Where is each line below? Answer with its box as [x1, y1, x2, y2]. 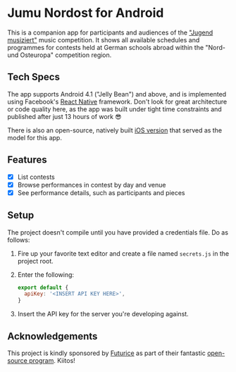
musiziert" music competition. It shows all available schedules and [7, 35, 200, 44]
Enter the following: [17, 270, 75, 279]
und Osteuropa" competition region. [7, 51, 112, 59]
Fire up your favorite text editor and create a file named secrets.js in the [17, 249, 230, 258]
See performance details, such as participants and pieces [17, 188, 185, 197]
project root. [17, 256, 54, 265]
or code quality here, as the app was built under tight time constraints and [7, 104, 222, 113]
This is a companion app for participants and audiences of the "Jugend [7, 28, 213, 37]
